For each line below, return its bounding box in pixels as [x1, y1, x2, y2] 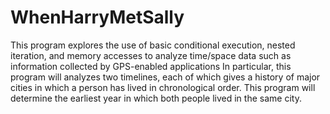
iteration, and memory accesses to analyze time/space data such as [10, 49, 292, 61]
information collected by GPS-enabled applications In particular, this [10, 60, 292, 72]
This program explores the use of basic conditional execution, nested [10, 39, 296, 51]
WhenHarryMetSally [10, 6, 185, 29]
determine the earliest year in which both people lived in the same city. [10, 92, 302, 104]
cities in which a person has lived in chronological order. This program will [10, 81, 316, 93]
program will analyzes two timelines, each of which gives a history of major [10, 71, 321, 83]
